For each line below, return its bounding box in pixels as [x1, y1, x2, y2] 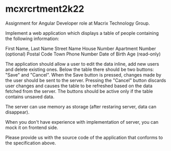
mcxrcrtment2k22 [5, 3, 84, 15]
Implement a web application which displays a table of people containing [5, 30, 159, 36]
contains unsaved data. [5, 93, 55, 100]
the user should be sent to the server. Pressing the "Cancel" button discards [5, 77, 166, 83]
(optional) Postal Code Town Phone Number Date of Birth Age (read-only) [5, 51, 161, 57]
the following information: [5, 35, 59, 42]
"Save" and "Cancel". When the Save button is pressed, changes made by [5, 71, 162, 78]
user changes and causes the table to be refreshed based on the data [5, 83, 153, 89]
